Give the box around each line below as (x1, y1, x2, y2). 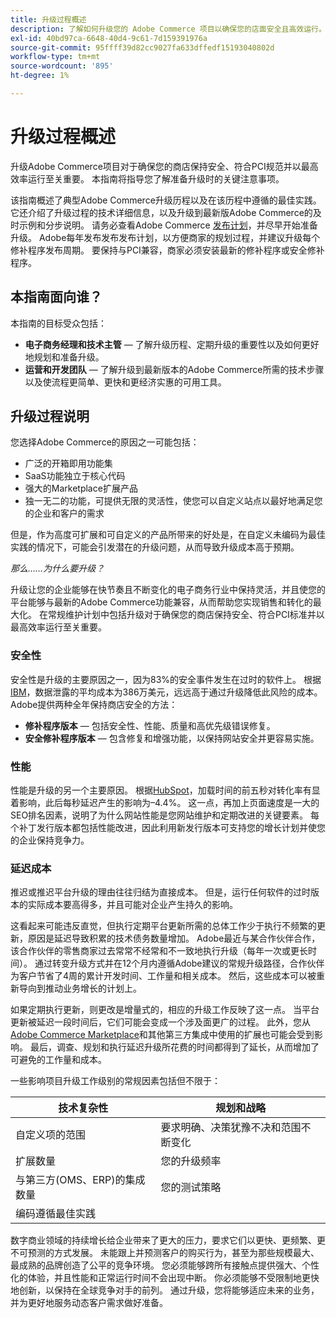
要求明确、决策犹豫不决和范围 (160, 1121, 302, 1135)
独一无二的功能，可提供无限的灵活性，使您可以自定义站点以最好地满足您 (24, 495, 323, 507)
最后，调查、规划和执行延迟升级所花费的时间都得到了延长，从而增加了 (29, 1041, 320, 1053)
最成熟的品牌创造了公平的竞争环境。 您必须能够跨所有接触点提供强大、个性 (10, 1259, 320, 1271)
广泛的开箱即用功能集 (24, 457, 113, 470)
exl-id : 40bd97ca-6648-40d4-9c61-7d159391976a (10, 33, 208, 43)
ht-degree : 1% (10, 71, 70, 81)
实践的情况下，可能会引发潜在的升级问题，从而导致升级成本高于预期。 (10, 541, 300, 553)
